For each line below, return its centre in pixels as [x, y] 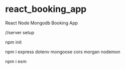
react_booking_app [46, 9]
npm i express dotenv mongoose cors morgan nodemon [63, 52]
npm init [13, 42]
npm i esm [16, 61]
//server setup [20, 32]
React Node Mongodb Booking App [42, 23]
